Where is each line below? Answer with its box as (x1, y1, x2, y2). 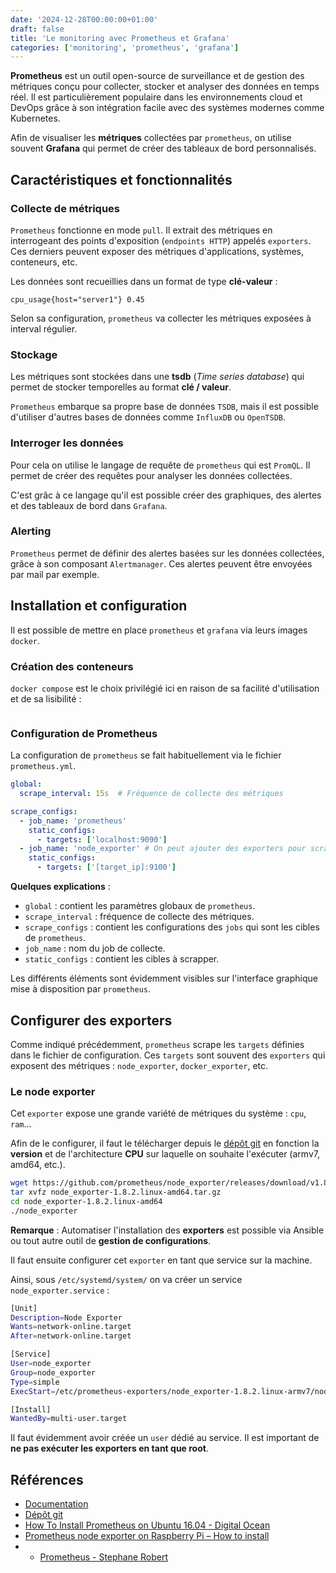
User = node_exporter (10, 1359, 92, 1369)
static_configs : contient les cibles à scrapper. (24, 953, 220, 965)
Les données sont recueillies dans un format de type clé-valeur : (10, 275, 278, 287)
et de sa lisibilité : (10, 692, 82, 705)
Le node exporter (10, 1084, 96, 1098)
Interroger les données (10, 436, 124, 450)
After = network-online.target (10, 1331, 132, 1341)
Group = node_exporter (10, 1367, 97, 1378)
